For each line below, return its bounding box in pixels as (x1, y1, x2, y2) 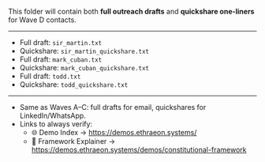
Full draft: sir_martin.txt (19, 38, 103, 47)
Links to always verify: (19, 119, 93, 129)
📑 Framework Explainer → (31, 137, 116, 145)
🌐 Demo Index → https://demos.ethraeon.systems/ (31, 128, 197, 137)
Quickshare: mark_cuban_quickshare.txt (19, 63, 150, 72)
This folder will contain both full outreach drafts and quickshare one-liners (8, 7, 255, 16)
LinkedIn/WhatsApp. (19, 111, 87, 120)
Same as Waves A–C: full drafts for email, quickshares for (19, 103, 207, 111)
